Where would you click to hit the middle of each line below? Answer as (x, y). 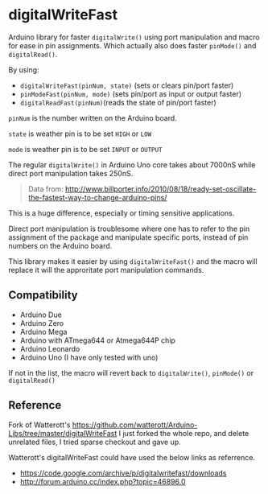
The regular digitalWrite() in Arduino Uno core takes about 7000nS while (132, 165)
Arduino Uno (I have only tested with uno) (89, 357)
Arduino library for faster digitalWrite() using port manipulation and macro (134, 37)
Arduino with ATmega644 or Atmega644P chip (97, 340)
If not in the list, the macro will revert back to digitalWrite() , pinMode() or (131, 373)
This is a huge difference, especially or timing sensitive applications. (122, 213)
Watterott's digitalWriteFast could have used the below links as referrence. (132, 457)
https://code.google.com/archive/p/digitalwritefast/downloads (123, 473)
